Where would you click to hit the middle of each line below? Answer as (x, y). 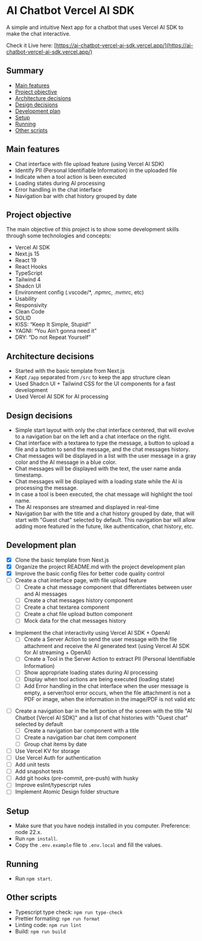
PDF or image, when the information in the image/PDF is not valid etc (110, 699)
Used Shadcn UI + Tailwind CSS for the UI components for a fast (95, 384)
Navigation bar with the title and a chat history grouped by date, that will (105, 513)
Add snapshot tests (39, 771)
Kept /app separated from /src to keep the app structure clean (93, 377)
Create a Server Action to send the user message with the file (100, 639)
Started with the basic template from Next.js (70, 371)
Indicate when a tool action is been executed (71, 176)
